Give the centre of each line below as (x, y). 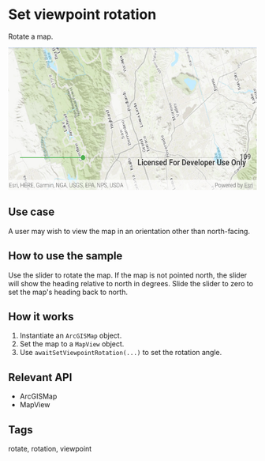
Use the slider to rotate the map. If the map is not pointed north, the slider (128, 275)
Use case (32, 212)
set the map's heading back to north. (68, 292)
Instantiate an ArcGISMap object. (71, 336)
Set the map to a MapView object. (72, 344)
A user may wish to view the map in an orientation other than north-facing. (129, 231)
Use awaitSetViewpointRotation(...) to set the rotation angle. (121, 353)
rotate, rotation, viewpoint (50, 449)
